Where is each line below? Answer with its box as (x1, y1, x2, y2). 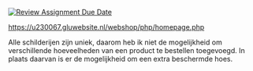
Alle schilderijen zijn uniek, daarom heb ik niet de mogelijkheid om (8, 37, 222, 47)
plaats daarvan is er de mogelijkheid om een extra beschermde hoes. (8, 55, 233, 63)
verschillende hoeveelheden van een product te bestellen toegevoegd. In (8, 46, 246, 55)
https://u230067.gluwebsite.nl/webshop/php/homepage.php (8, 23, 205, 31)
